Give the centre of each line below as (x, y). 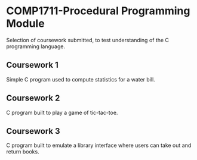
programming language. (36, 46)
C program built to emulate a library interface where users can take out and (99, 145)
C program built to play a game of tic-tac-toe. (62, 112)
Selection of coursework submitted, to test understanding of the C (87, 40)
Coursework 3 (33, 131)
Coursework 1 (32, 65)
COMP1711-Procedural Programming (98, 11)
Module (25, 23)
